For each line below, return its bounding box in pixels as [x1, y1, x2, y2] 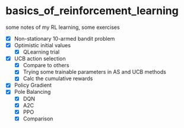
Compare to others [23, 62, 69, 69]
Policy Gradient [14, 81, 52, 89]
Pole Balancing [14, 88, 51, 96]
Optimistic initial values [14, 42, 71, 48]
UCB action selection [14, 55, 66, 63]
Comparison [23, 115, 53, 122]
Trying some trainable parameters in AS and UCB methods [23, 68, 167, 76]
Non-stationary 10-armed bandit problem [14, 35, 115, 42]
